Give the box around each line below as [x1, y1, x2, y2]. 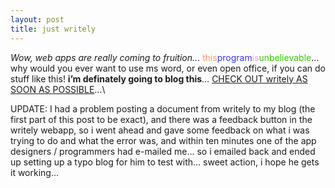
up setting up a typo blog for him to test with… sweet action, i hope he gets [10, 156, 320, 168]
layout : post [10, 14, 65, 25]
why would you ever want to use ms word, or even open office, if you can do [10, 62, 327, 74]
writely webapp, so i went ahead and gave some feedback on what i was [10, 124, 310, 136]
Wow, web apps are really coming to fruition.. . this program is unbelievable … [10, 51, 320, 63]
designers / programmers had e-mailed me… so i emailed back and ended [10, 145, 316, 157]
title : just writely [10, 24, 97, 34]
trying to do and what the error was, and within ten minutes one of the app [10, 134, 317, 146]
